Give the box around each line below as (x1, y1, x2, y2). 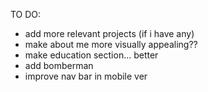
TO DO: (10, 9, 42, 20)
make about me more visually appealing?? (24, 39, 198, 50)
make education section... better (24, 49, 159, 61)
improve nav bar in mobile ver (24, 70, 148, 82)
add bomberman (24, 60, 94, 71)
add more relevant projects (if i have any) (24, 28, 195, 39)
